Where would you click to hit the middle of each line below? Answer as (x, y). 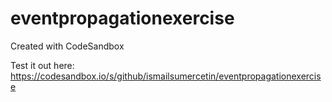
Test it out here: (42, 65)
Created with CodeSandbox (67, 46)
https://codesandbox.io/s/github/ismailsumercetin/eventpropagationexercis (166, 76)
